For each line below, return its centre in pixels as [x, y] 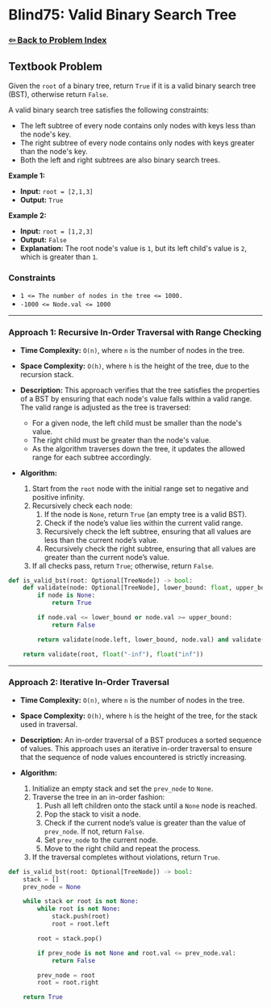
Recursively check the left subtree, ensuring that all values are [148, 531]
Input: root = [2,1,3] [56, 191]
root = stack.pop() [70, 939]
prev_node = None [52, 887]
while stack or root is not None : [81, 901]
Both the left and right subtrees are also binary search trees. [120, 160]
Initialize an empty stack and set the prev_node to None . [123, 788]
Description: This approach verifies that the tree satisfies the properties [140, 390]
